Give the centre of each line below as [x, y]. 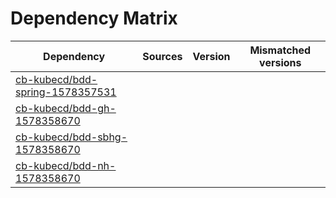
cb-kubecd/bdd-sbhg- [71, 137]
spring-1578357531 [66, 92]
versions [280, 62]
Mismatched [280, 50]
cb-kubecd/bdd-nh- [66, 165]
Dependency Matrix [94, 18]
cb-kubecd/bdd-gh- [66, 108]
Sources [162, 56]
